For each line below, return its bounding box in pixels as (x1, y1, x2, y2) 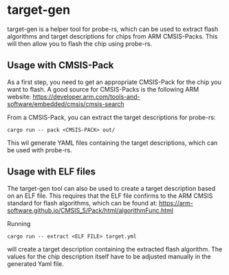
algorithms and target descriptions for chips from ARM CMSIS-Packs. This (7, 32, 218, 40)
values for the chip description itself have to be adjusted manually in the (7, 252, 211, 261)
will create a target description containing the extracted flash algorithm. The (7, 245, 223, 253)
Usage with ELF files (7, 166, 96, 178)
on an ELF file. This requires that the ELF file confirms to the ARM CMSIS (7, 192, 213, 200)
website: (7, 92, 32, 101)
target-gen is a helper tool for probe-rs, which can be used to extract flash (7, 25, 219, 33)
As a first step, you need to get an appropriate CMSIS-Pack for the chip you (7, 78, 221, 86)
